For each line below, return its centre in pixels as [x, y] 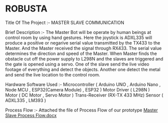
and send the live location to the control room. [53, 74]
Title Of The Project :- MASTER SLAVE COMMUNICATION [65, 22]
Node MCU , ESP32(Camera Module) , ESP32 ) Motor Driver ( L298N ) [78, 89]
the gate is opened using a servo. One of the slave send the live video [77, 64]
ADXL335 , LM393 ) [26, 100]
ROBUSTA [26, 9]
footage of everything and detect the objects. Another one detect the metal [83, 69]
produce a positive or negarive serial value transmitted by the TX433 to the [83, 42]
